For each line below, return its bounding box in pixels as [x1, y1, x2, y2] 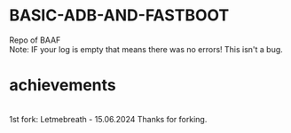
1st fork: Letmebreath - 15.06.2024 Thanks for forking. [9, 113, 208, 124]
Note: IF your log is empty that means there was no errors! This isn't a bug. [9, 43, 284, 54]
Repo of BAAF [9, 35, 61, 45]
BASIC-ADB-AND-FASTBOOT [9, 5, 230, 26]
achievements [9, 75, 117, 96]
